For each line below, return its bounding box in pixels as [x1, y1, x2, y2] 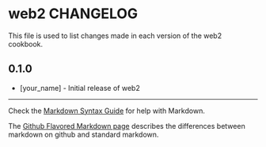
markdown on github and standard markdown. [8, 130, 159, 139]
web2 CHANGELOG [8, 5, 139, 23]
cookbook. [8, 39, 44, 48]
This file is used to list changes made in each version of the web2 [8, 31, 222, 40]
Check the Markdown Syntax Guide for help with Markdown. [8, 106, 206, 115]
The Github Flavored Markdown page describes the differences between [8, 121, 245, 130]
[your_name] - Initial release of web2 [19, 83, 140, 92]
